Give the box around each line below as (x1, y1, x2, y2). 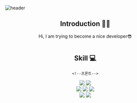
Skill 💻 (74, 54, 96, 63)
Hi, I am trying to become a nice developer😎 (38, 33, 132, 39)
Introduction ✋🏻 (60, 19, 111, 28)
